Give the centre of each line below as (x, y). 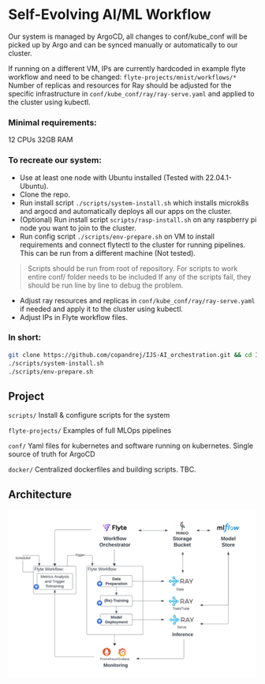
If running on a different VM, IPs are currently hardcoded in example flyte (127, 68)
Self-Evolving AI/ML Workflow (110, 15)
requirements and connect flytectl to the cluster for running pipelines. (132, 244)
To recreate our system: (55, 160)
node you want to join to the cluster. (78, 227)
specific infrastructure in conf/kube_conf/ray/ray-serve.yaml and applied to (131, 93)
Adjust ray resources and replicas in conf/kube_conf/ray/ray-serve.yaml (137, 300)
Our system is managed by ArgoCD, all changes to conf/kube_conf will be (128, 36)
